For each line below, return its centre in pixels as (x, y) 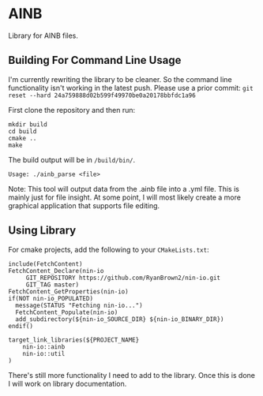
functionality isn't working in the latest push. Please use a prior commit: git (131, 88)
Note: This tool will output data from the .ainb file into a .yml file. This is (124, 189)
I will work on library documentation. (68, 383)
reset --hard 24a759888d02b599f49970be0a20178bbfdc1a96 (102, 95)
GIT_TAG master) (53, 285)
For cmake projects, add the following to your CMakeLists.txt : (109, 249)
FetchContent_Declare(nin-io (56, 271)
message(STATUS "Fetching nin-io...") (79, 305)
